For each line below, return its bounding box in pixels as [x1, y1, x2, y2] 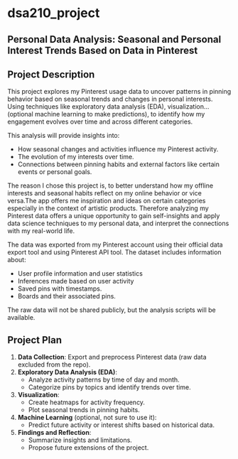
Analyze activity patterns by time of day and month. [28, 375, 180, 384]
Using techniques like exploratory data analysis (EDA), [7, 102, 166, 111]
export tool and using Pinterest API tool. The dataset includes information [7, 248, 222, 256]
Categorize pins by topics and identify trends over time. [28, 383, 191, 391]
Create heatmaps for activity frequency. [28, 398, 146, 406]
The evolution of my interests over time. [17, 153, 134, 161]
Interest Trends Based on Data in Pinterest [7, 44, 198, 56]
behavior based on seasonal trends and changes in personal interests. [7, 94, 213, 104]
